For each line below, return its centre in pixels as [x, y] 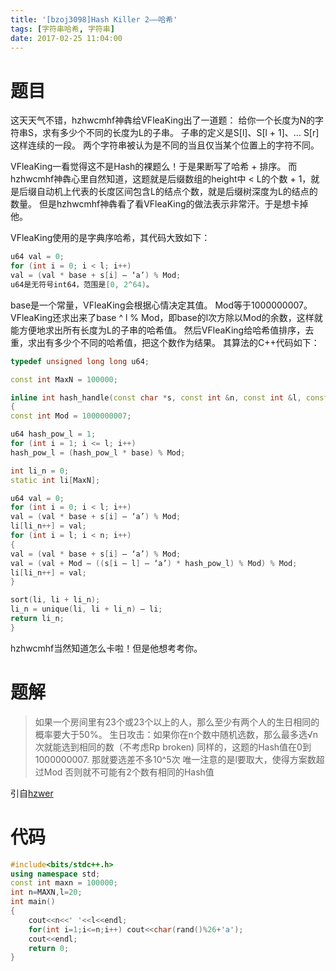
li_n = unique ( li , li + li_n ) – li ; [86, 609]
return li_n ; [37, 619]
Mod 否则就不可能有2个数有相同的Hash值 [129, 772]
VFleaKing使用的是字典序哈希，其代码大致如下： [110, 238]
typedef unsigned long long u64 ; [80, 361]
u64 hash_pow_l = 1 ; [53, 434]
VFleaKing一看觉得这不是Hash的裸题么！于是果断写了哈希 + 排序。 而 [154, 167]
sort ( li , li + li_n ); [55, 600]
